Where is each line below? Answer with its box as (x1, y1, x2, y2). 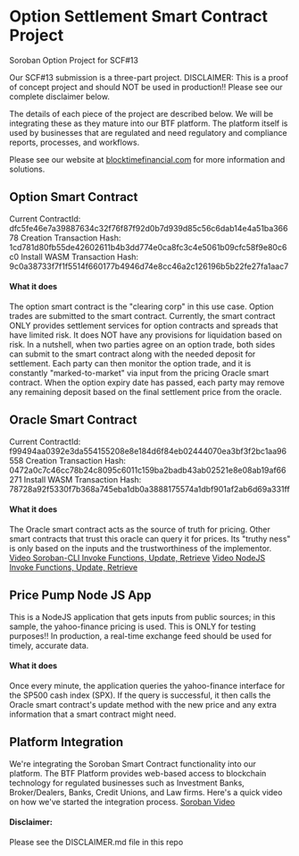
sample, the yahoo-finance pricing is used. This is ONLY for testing (9, 621, 256, 632)
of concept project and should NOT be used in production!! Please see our (9, 81, 283, 92)
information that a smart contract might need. (9, 709, 177, 719)
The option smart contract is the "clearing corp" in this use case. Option (9, 301, 274, 312)
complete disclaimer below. (9, 91, 110, 102)
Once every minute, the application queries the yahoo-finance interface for (9, 680, 286, 691)
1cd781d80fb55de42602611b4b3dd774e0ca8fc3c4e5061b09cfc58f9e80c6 (9, 241, 287, 252)
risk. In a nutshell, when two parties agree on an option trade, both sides (9, 339, 276, 349)
